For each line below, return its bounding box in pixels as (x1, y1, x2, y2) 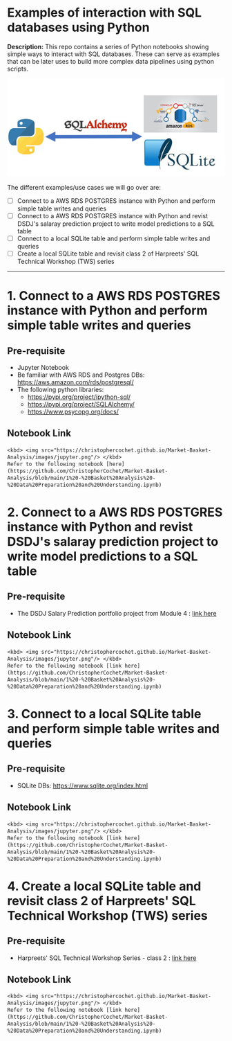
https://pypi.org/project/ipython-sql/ (27, 393, 131, 401)
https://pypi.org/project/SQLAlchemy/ (27, 400, 135, 409)
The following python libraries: (17, 386, 104, 394)
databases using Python (7, 19, 150, 35)
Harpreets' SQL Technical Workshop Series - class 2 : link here (17, 954, 197, 962)
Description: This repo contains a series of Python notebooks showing (7, 42, 209, 51)
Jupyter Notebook (17, 364, 69, 372)
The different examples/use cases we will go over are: (7, 183, 161, 191)
